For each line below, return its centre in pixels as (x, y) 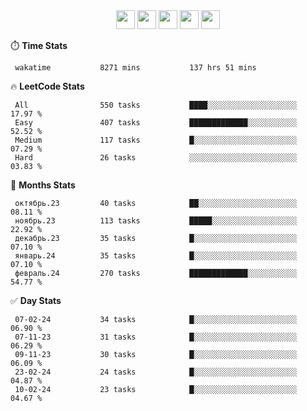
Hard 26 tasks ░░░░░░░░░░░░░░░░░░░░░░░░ (156, 158)
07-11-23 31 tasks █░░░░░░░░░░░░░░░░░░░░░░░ (156, 337)
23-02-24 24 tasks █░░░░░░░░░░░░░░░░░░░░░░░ (156, 372)
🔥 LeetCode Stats (47, 86)
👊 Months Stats (43, 185)
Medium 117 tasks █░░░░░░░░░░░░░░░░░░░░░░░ (156, 140)
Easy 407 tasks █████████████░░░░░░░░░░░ (156, 123)
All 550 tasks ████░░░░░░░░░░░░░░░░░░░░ (156, 105)
